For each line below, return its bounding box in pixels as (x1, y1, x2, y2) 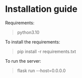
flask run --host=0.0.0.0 (17, 68, 66, 74)
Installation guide (5, 3, 78, 15)
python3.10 (17, 29, 40, 35)
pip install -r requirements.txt (17, 48, 76, 54)
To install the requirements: (5, 39, 60, 45)
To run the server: (5, 58, 42, 64)
